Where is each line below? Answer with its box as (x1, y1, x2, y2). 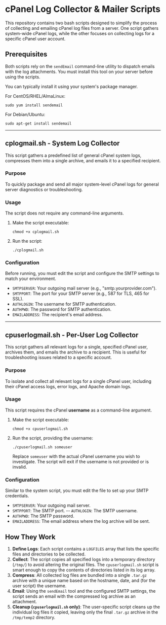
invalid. (12, 464, 27, 470)
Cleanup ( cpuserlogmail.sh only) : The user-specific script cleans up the (12, 604, 160, 610)
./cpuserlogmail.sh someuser (12, 444, 73, 450)
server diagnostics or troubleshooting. (5, 186, 83, 192)
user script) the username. (12, 582, 67, 589)
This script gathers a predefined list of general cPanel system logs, (5, 152, 142, 158)
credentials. (5, 493, 29, 499)
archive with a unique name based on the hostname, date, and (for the (12, 577, 156, 583)
